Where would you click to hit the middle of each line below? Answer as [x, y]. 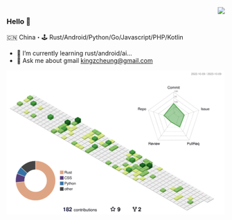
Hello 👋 [19, 21]
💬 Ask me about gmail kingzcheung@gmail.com [84, 61]
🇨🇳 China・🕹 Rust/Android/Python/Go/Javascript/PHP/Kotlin [95, 37]
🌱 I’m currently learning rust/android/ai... [74, 53]
